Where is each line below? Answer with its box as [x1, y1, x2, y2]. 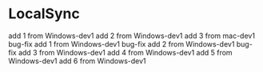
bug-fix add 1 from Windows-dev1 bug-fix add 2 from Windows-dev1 [8, 39, 235, 48]
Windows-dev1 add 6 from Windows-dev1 [8, 56, 146, 66]
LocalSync [8, 5, 80, 23]
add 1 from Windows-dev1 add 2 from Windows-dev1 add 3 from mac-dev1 [8, 31, 256, 40]
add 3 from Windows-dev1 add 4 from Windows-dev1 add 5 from [18, 47, 233, 57]
